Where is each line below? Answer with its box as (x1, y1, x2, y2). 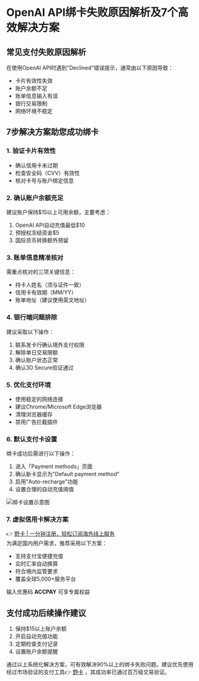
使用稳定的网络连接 (15, 395, 64, 403)
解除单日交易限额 (15, 348, 58, 356)
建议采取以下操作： (6, 328, 55, 335)
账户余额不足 (15, 85, 47, 92)
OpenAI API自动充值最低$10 (15, 221, 85, 229)
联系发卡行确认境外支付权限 (15, 341, 85, 348)
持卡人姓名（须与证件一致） (15, 281, 85, 289)
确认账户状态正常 (15, 356, 58, 364)
